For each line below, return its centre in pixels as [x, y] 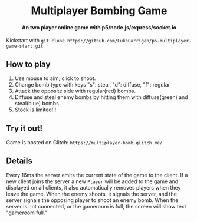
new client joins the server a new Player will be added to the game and [92, 181]
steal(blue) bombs [37, 104]
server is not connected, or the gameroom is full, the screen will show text [96, 206]
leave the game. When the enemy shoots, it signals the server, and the [91, 194]
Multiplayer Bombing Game [99, 11]
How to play [28, 64]
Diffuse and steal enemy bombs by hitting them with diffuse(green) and [101, 97]
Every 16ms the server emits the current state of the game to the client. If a [97, 175]
